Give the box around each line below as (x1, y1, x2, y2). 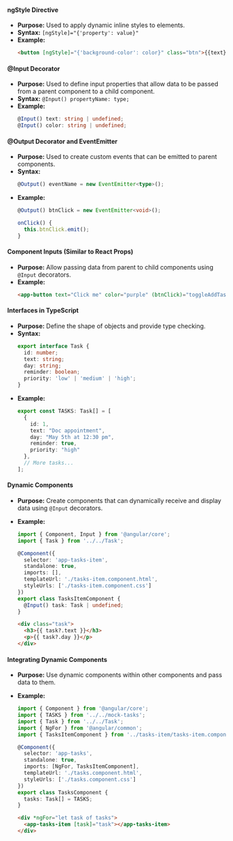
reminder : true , (30, 440, 77, 447)
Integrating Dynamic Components (7, 655, 108, 663)
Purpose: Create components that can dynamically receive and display (17, 496, 221, 504)
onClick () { (17, 219, 52, 226)
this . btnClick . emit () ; (24, 226, 90, 233)
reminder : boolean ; (24, 369, 81, 376)
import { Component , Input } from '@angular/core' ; (17, 530, 170, 538)
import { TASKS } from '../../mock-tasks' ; (17, 711, 146, 719)
